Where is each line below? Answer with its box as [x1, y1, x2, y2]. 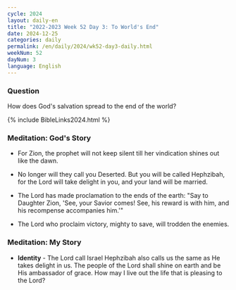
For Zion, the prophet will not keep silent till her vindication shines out [17, 149, 220, 158]
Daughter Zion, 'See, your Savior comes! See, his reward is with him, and [17, 198, 230, 208]
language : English [7, 63, 61, 70]
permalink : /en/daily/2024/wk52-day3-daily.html [7, 43, 153, 50]
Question [7, 86, 40, 96]
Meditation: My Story [7, 237, 82, 247]
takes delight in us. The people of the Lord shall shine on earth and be [17, 261, 221, 270]
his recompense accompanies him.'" [17, 206, 123, 215]
